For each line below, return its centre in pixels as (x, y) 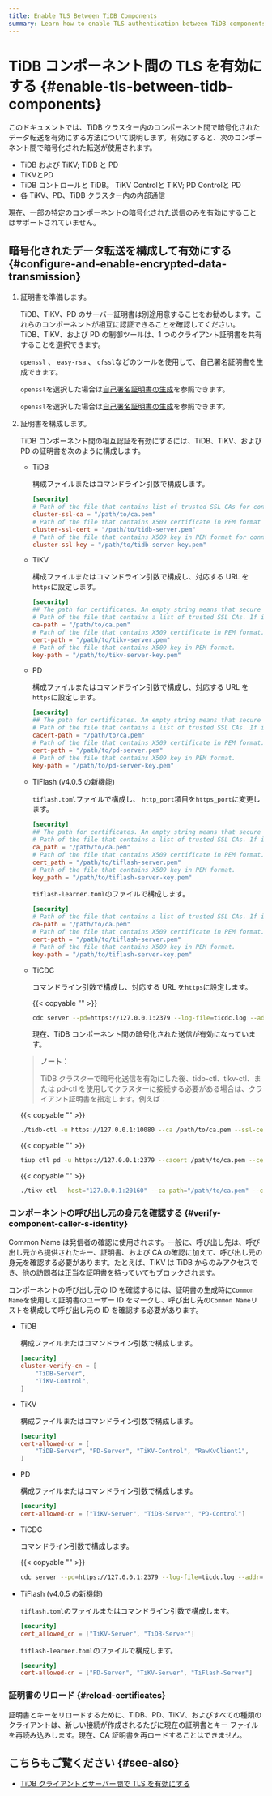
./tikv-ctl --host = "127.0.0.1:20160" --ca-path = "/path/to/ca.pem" (134, 1191)
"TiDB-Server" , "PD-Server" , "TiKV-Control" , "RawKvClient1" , (142, 1452)
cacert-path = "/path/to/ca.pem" (89, 735)
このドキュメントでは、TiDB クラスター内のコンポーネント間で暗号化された (134, 127)
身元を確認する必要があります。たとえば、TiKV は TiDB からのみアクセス (130, 1263)
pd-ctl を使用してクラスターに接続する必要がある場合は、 (153, 1089)
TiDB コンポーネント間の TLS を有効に (136, 66)
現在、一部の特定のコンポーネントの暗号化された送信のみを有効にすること (133, 212)
